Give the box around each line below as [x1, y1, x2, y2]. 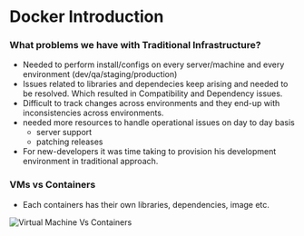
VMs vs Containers [9, 179, 96, 192]
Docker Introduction [9, 6, 164, 27]
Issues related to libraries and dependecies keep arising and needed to [22, 79, 289, 90]
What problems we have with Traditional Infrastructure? [9, 39, 261, 52]
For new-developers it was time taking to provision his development [22, 146, 277, 157]
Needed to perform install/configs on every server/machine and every [22, 59, 285, 70]
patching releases [35, 136, 103, 147]
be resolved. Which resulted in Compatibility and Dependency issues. [22, 88, 283, 99]
